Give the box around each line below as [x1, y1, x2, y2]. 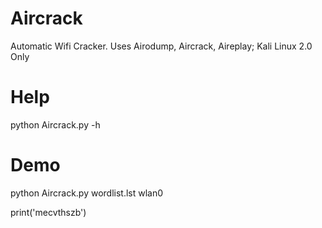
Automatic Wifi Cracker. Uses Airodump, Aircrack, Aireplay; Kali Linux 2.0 [10, 40, 313, 52]
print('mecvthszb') [10, 206, 87, 218]
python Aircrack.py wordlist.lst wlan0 [10, 187, 164, 199]
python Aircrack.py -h [10, 118, 101, 131]
